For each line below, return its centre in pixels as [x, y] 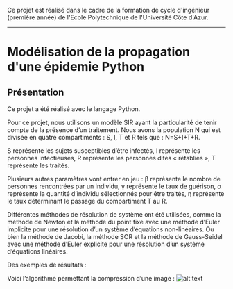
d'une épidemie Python [76, 67]
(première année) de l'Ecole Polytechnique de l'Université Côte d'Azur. [108, 17]
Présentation [36, 92]
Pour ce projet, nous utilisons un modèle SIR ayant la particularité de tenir [112, 122]
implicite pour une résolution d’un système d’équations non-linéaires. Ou [111, 229]
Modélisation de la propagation [99, 52]
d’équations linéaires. [37, 251]
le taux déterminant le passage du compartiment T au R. [87, 201]
